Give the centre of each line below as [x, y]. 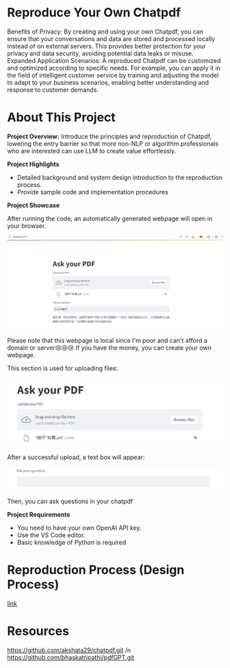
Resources [38, 631]
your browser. [27, 226]
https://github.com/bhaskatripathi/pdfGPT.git [71, 658]
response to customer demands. [53, 90]
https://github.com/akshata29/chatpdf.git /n [69, 650]
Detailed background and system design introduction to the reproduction [119, 177]
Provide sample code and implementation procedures [93, 192]
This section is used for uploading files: [63, 368]
